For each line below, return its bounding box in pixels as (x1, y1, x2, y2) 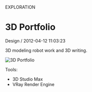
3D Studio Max (12, 76, 43, 82)
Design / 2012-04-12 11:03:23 (5, 38, 66, 44)
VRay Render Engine (12, 81, 55, 87)
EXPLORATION (5, 4, 36, 10)
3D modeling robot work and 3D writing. (5, 47, 88, 53)
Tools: (5, 66, 18, 72)
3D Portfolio (5, 22, 56, 33)
